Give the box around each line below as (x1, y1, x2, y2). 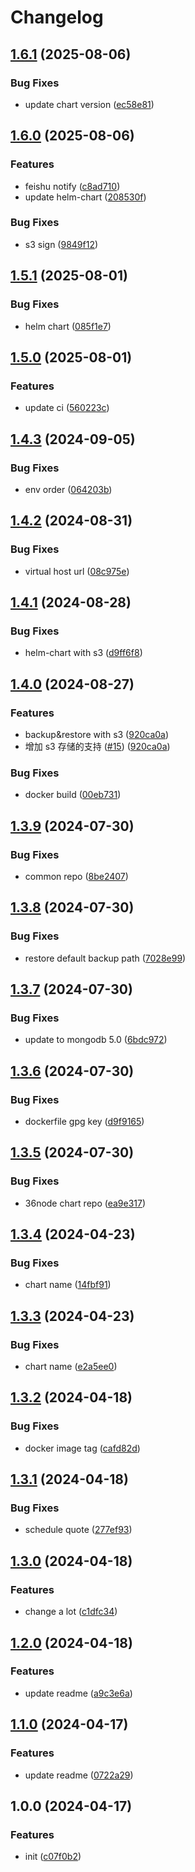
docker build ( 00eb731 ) (24, 789, 122, 801)
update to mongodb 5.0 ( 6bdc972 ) (24, 1034, 168, 1046)
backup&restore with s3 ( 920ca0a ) (24, 728, 170, 740)
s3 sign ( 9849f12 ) (24, 238, 99, 250)
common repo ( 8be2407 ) (24, 870, 129, 882)
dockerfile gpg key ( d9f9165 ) (24, 1116, 145, 1128)
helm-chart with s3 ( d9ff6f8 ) (24, 647, 143, 659)
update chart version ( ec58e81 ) (24, 98, 155, 110)
